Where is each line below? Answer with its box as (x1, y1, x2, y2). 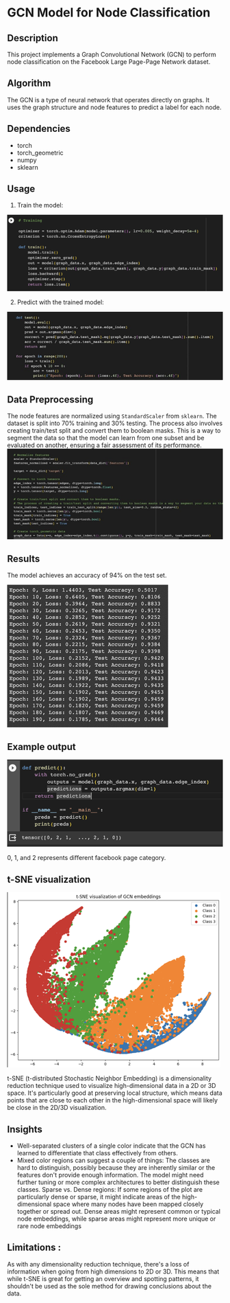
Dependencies (7, 123, 71, 135)
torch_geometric (16, 148, 64, 157)
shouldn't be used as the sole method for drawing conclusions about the (7, 1282, 212, 1290)
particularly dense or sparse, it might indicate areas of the (16, 1193, 181, 1201)
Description (7, 32, 58, 44)
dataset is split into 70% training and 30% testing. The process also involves (7, 419, 223, 427)
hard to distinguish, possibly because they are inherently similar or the (16, 1164, 216, 1172)
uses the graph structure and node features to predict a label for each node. (7, 103, 222, 111)
